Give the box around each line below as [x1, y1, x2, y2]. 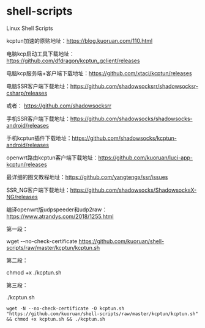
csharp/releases [6, 89, 48, 97]
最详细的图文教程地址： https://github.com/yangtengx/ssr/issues [6, 173, 168, 181]
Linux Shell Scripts [6, 24, 53, 32]
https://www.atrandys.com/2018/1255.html [6, 213, 114, 220]
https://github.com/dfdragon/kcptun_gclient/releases [6, 57, 140, 64]
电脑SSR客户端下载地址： [6, 82, 70, 90]
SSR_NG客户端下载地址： [6, 186, 70, 194]
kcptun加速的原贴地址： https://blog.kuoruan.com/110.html [6, 37, 153, 44]
